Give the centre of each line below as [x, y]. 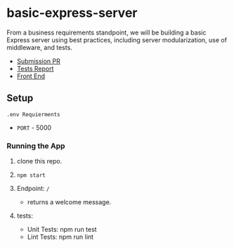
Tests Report [35, 68]
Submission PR [39, 61]
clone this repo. [39, 161]
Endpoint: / [33, 189]
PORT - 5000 [34, 128]
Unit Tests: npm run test [62, 230]
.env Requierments [33, 114]
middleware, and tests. [40, 47]
